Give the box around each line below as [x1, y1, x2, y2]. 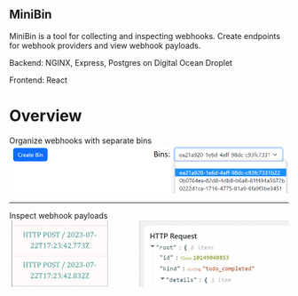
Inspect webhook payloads [9, 210, 108, 220]
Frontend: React [9, 75, 68, 85]
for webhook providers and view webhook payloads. [9, 40, 201, 51]
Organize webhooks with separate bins [9, 135, 153, 146]
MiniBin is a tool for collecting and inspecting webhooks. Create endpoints [9, 30, 281, 41]
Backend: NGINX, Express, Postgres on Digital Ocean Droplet [9, 57, 233, 68]
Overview [9, 106, 82, 125]
